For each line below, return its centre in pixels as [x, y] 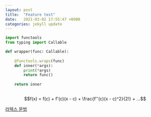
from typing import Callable [36, 43]
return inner [28, 84]
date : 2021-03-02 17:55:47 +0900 [43, 19]
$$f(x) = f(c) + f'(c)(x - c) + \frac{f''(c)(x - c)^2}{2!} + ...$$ [85, 98]
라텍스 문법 [16, 109]
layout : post [19, 10]
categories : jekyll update [34, 24]
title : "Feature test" [30, 15]
